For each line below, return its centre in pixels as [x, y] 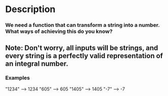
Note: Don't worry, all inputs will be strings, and [82, 48]
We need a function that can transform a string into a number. [82, 25]
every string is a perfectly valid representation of [84, 56]
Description [30, 9]
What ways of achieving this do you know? [59, 31]
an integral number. [37, 63]
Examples [18, 78]
